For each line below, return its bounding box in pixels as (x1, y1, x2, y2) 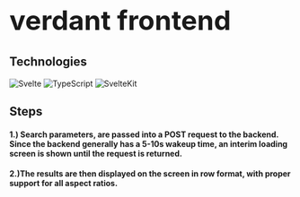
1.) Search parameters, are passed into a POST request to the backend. (9, 129, 279, 140)
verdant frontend (9, 4, 232, 38)
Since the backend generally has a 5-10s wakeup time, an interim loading (9, 138, 288, 149)
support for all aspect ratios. (9, 178, 119, 189)
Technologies (9, 55, 88, 70)
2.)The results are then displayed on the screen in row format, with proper (9, 168, 291, 179)
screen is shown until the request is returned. (9, 148, 182, 158)
